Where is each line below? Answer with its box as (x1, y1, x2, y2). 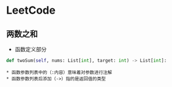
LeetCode (6, 4, 56, 17)
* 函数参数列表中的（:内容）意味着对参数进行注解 (6, 69, 112, 75)
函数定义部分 (14, 46, 47, 52)
